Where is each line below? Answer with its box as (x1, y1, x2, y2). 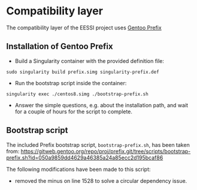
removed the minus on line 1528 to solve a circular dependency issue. (14, 177, 187, 184)
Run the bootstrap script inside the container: (14, 79, 127, 86)
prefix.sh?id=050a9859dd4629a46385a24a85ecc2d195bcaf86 (6, 154, 163, 161)
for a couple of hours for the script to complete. (14, 108, 133, 115)
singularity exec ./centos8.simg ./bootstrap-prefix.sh (6, 91, 148, 97)
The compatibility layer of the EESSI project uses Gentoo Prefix (6, 24, 162, 31)
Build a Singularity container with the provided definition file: (14, 57, 165, 64)
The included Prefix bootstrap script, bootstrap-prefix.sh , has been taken (6, 141, 190, 148)
